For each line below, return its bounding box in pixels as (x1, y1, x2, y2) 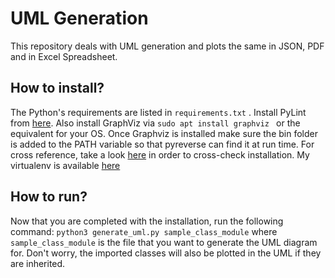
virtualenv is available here (10, 159, 121, 171)
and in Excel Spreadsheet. (10, 50, 118, 62)
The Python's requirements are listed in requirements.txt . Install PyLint (10, 106, 307, 118)
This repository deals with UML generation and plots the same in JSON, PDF (10, 40, 325, 52)
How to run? (10, 188, 88, 206)
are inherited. (10, 257, 66, 269)
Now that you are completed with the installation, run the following (10, 215, 284, 227)
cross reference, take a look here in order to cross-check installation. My (10, 148, 310, 161)
